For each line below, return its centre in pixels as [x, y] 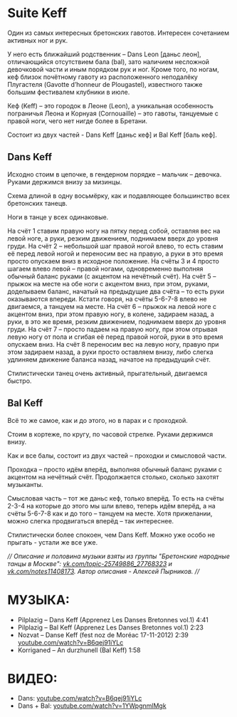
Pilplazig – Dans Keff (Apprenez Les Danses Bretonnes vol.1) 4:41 [113, 619]
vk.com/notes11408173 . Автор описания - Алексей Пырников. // [104, 571]
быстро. [20, 381]
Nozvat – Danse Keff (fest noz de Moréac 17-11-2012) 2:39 [103, 634]
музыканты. [26, 484]
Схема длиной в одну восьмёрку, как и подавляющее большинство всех [118, 195]
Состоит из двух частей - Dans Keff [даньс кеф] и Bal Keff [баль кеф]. [112, 135]
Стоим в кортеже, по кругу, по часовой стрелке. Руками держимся [110, 434]
